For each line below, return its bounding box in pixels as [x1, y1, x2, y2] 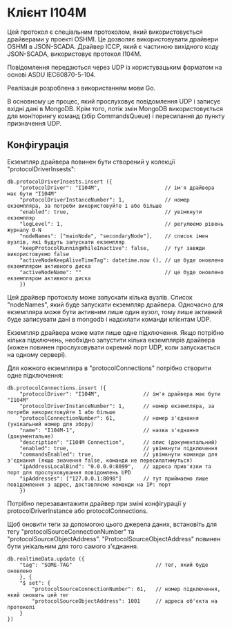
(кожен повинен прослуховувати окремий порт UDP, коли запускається [7, 343, 220, 351]
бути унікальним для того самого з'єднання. [7, 542, 139, 550]
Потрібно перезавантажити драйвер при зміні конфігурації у [7, 499, 186, 507]
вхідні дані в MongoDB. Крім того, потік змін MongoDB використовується [7, 104, 223, 113]
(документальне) [7, 433, 54, 440]
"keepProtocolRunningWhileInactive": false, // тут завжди [19, 244, 206, 251]
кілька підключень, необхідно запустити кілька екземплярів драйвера [7, 336, 215, 344]
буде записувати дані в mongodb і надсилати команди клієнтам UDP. [7, 315, 212, 323]
